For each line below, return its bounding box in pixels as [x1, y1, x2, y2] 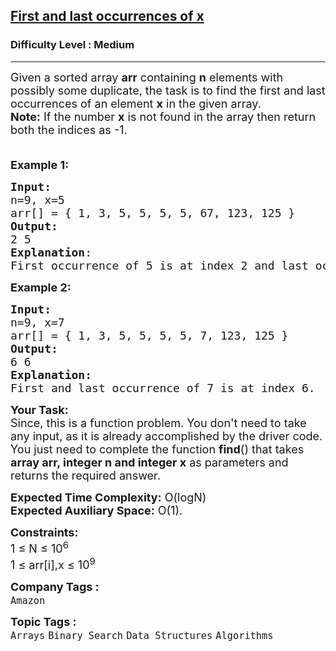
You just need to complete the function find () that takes [10, 442, 305, 456]
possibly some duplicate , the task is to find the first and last [10, 83, 326, 98]
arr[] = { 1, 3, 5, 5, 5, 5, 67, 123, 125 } [10, 205, 296, 220]
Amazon [10, 594, 46, 607]
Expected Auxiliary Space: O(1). [10, 503, 183, 518]
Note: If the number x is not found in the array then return [10, 109, 317, 124]
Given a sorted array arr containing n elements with [10, 70, 284, 84]
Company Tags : [10, 579, 100, 594]
